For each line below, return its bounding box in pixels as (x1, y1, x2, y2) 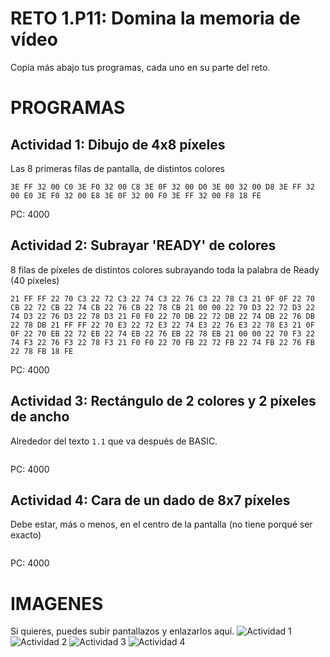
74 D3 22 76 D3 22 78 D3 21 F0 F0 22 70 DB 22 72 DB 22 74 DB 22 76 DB (10, 311, 315, 321)
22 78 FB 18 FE (10, 346, 74, 356)
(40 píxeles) (10, 274, 60, 286)
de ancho (10, 408, 70, 426)
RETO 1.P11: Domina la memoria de (10, 7, 301, 30)
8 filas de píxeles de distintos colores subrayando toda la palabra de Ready (10, 263, 320, 276)
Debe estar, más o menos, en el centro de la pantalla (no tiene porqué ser (10, 518, 313, 531)
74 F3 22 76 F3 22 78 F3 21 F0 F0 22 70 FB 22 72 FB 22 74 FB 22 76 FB (10, 337, 315, 347)
